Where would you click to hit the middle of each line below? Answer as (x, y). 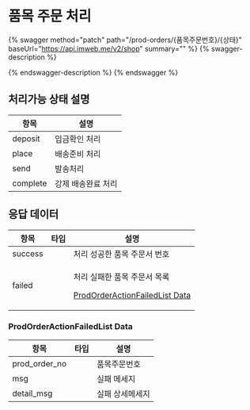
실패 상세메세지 (123, 393)
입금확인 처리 (78, 139)
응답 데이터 (34, 215)
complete (30, 183)
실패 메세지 (116, 379)
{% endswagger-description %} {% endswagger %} (93, 72)
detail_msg (32, 393)
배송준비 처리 (78, 154)
